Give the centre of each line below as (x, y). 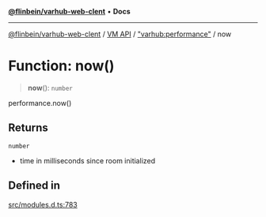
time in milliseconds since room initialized (87, 160)
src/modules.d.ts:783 (43, 204)
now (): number (50, 88)
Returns (28, 128)
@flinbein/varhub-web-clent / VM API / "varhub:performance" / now (120, 34)
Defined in (34, 186)
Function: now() (61, 66)
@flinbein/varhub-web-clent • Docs (69, 11)
